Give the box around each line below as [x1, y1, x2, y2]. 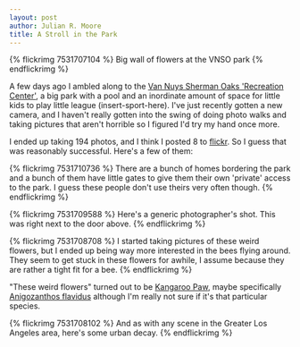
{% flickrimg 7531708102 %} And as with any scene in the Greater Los [9, 318, 268, 329]
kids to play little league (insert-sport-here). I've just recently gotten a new [9, 100, 283, 111]
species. [9, 300, 41, 311]
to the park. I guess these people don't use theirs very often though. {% [9, 182, 274, 193]
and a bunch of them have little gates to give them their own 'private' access [9, 173, 291, 183]
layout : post [9, 13, 58, 22]
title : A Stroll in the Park [9, 30, 118, 38]
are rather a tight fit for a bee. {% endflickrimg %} [9, 265, 193, 275]
